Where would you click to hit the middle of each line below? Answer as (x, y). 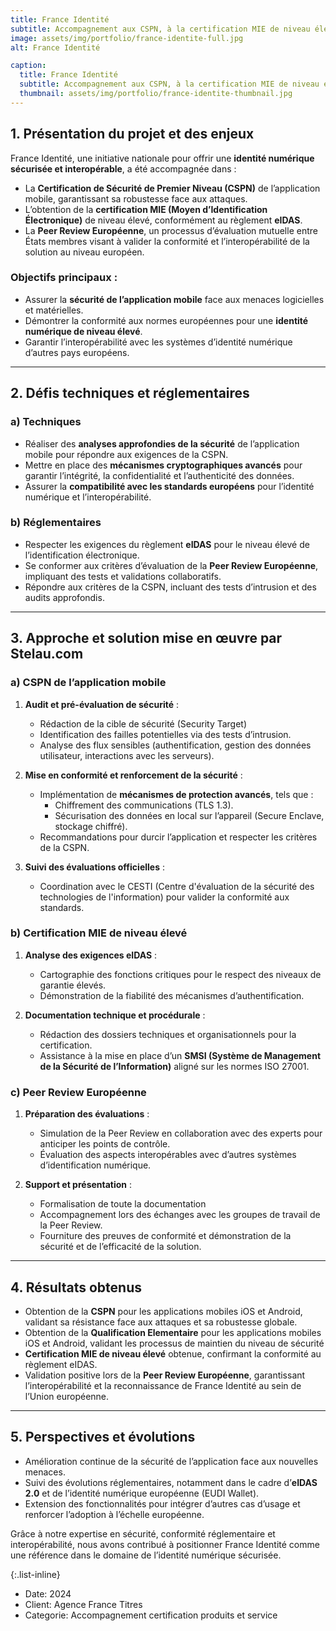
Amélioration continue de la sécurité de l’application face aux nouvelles (171, 1461)
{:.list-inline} (35, 1574)
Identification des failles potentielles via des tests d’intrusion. (165, 734)
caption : (28, 66)
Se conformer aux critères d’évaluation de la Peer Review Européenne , (171, 565)
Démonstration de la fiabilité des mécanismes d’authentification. (172, 995)
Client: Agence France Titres (83, 1604)
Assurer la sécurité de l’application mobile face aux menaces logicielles (174, 299)
